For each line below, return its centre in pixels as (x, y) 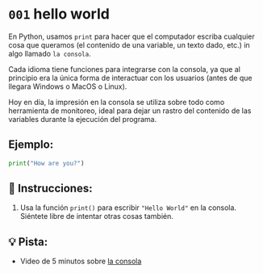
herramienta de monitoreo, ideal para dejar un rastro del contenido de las (130, 111)
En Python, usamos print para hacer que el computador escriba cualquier (132, 36)
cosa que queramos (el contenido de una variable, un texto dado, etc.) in (129, 44)
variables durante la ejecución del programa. (83, 119)
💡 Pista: (28, 242)
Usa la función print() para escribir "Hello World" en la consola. (128, 208)
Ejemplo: (31, 145)
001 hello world (59, 14)
